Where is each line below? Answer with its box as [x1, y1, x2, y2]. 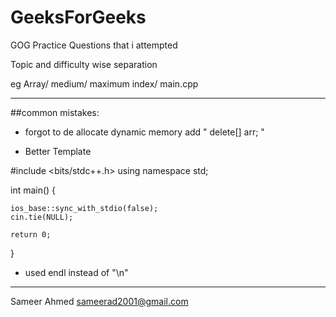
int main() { [10, 184, 57, 196]
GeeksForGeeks [10, 6, 147, 29]
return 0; [10, 229, 52, 240]
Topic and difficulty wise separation [10, 58, 158, 70]
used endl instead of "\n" [24, 266, 129, 278]
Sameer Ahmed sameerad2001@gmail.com [10, 295, 189, 307]
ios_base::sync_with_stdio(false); [10, 203, 159, 213]
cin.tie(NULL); [10, 212, 74, 222]
